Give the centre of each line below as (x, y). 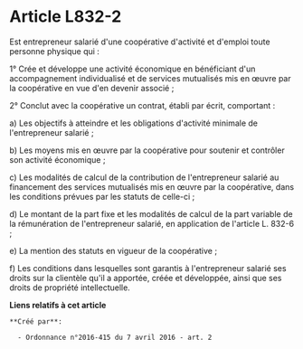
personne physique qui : (54, 51)
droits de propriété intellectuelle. (70, 288)
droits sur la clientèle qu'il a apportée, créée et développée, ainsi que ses (146, 278)
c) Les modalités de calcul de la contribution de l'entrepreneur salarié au (144, 177)
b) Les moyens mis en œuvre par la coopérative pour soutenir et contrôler (147, 150)
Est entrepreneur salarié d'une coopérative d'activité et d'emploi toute (140, 42)
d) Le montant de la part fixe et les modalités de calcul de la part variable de (151, 213)
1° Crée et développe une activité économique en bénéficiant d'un (133, 69)
